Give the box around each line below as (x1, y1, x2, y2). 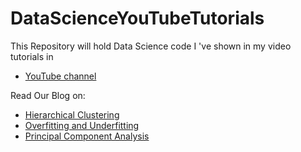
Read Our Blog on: (10, 89, 86, 101)
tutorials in (10, 50, 54, 62)
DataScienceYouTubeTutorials (10, 7, 265, 30)
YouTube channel (24, 70, 97, 82)
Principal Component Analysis (24, 130, 150, 142)
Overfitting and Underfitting (24, 119, 140, 131)
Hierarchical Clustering (24, 108, 120, 121)
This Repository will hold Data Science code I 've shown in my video (10, 40, 292, 52)
